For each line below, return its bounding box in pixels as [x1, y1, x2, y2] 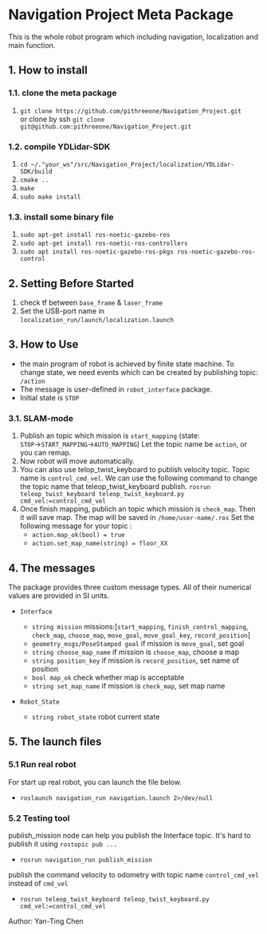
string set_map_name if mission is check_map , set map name [31, 680, 226, 691]
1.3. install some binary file [8, 211, 114, 223]
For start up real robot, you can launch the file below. [8, 777, 182, 786]
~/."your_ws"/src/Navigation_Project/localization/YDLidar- [30, 160, 235, 168]
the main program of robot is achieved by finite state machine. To [19, 359, 235, 368]
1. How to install [8, 64, 88, 77]
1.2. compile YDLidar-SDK [8, 141, 111, 152]
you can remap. [19, 448, 72, 458]
